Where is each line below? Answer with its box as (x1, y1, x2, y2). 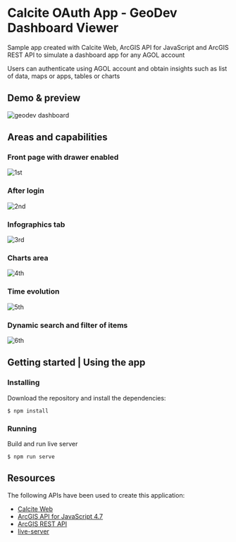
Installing (7, 378, 40, 388)
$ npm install (7, 407, 49, 415)
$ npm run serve (7, 453, 55, 460)
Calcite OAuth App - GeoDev (7, 5, 178, 21)
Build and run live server (7, 439, 78, 448)
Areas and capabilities (7, 132, 108, 144)
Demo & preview (7, 92, 81, 104)
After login (7, 186, 44, 196)
